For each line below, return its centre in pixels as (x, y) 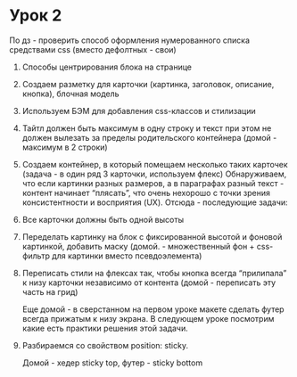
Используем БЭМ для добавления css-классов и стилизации (139, 111)
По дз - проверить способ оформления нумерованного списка (130, 40)
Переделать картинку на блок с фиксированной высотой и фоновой (152, 236)
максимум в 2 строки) (65, 147)
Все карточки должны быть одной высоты (103, 219)
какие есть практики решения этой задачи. (105, 328)
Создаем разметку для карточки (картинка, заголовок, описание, (148, 84)
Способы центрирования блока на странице (107, 67)
